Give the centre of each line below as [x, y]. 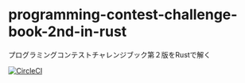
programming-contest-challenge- [123, 15]
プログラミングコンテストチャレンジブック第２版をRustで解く [110, 54]
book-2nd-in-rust [68, 32]
